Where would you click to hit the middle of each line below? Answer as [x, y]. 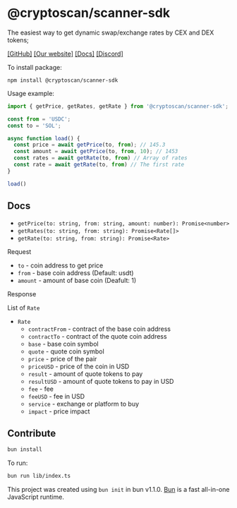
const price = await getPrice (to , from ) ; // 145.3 [90, 145]
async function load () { [44, 138]
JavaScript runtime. [36, 497]
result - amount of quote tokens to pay [85, 374]
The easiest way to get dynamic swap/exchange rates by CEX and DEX [111, 32]
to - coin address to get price [60, 265]
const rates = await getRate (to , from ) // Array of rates [101, 158]
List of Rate [24, 308]
